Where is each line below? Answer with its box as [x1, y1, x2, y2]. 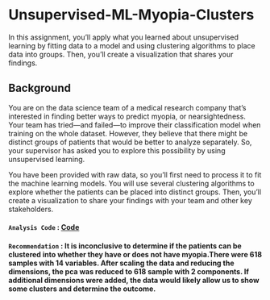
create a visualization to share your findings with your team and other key [8, 195, 252, 205]
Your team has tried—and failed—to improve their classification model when [8, 119, 261, 130]
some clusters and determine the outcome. [8, 284, 156, 294]
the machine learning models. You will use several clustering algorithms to [8, 178, 255, 188]
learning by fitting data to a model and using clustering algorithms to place [8, 40, 255, 50]
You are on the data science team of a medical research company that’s [8, 102, 247, 112]
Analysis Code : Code [8, 223, 80, 232]
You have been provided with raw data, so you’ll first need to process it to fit [8, 169, 262, 179]
